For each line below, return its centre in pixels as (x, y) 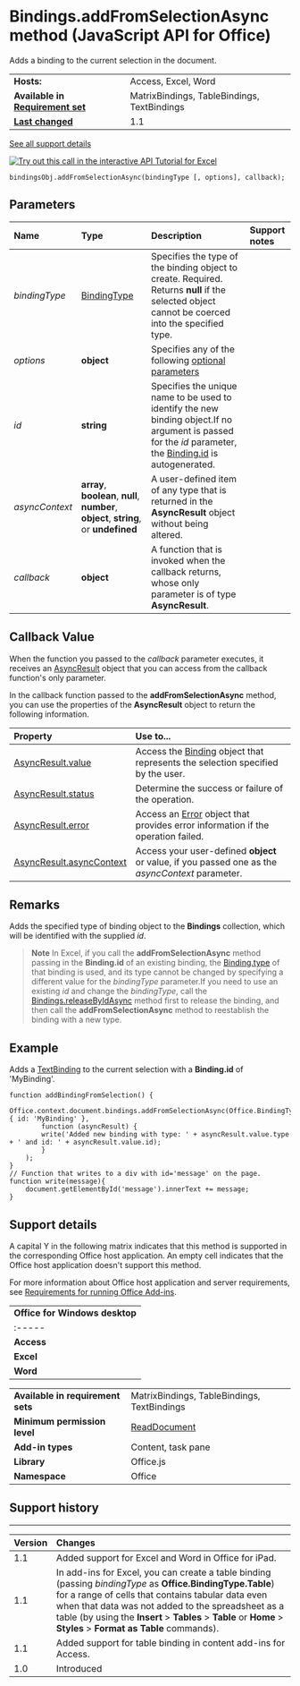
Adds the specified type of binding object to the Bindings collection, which (147, 926)
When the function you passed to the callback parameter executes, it (137, 659)
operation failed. (170, 836)
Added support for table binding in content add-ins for (171, 1642)
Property (33, 736)
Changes (76, 1543)
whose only (175, 583)
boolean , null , (110, 496)
